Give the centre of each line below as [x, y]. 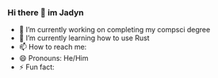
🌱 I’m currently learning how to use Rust [84, 38]
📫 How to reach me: [53, 47]
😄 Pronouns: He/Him [54, 58]
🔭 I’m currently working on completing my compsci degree [115, 30]
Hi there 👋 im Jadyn [46, 13]
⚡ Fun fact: [36, 67]
